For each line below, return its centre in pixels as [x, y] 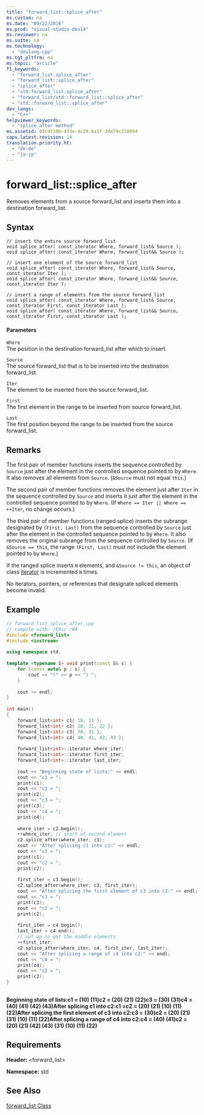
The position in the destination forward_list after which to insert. [86, 349]
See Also [24, 1091]
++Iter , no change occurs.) [41, 509]
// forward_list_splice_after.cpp [50, 624]
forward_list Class [29, 1105]
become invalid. [26, 590]
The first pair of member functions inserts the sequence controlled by [94, 465]
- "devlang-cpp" [32, 52]
